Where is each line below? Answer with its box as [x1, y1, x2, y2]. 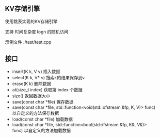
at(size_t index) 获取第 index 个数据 [12, 86, 83, 92]
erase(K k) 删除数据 [12, 81, 51, 86]
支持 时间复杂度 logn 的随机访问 [5, 29, 69, 34]
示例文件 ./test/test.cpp [5, 39, 52, 45]
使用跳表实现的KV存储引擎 [5, 18, 58, 24]
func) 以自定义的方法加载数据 [12, 127, 71, 133]
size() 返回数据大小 [12, 93, 50, 99]
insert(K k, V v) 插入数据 [12, 69, 61, 74]
